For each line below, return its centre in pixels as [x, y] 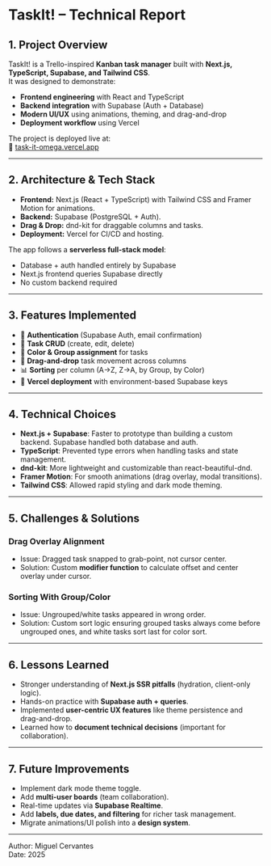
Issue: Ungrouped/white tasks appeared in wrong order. [113, 615]
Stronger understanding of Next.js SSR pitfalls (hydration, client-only [135, 684]
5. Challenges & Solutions [74, 518]
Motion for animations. [57, 208]
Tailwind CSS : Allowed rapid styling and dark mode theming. [121, 485]
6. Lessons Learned [59, 665]
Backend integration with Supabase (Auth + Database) [112, 106]
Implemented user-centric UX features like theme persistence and [131, 710]
